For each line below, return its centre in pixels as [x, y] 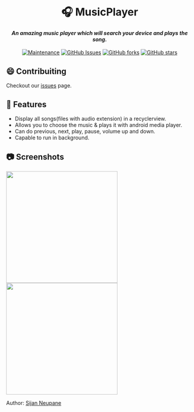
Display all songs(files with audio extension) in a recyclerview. [90, 119]
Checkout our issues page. [39, 86]
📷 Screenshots [35, 157]
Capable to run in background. [52, 138]
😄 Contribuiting [36, 71]
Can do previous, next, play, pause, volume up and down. [85, 132]
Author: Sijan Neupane [34, 402]
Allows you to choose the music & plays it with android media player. [98, 125]
